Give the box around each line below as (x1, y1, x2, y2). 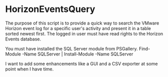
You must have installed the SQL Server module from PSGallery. (5, 45, 138, 51)
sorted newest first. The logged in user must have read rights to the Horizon (5, 30, 163, 36)
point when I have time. (5, 66, 54, 72)
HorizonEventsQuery (5, 3, 95, 15)
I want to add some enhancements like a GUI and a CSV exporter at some (5, 60, 158, 66)
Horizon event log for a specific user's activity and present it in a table (5, 25, 151, 31)
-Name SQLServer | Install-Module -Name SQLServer (22, 51, 134, 57)
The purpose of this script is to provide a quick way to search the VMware (5, 20, 159, 26)
